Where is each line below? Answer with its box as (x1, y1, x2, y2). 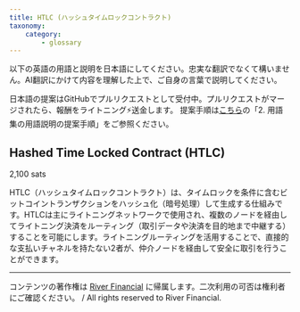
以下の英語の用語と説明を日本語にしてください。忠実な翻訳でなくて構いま (9, 63, 283, 74)
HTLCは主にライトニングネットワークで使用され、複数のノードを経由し (23, 209, 287, 220)
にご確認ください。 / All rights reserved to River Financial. (9, 292, 221, 303)
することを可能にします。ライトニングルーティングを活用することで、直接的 (9, 232, 289, 242)
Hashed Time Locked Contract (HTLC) (9, 144, 226, 160)
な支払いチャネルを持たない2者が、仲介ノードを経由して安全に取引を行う (9, 242, 279, 254)
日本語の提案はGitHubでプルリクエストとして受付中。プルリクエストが (9, 94, 270, 104)
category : (25, 29, 62, 38)
